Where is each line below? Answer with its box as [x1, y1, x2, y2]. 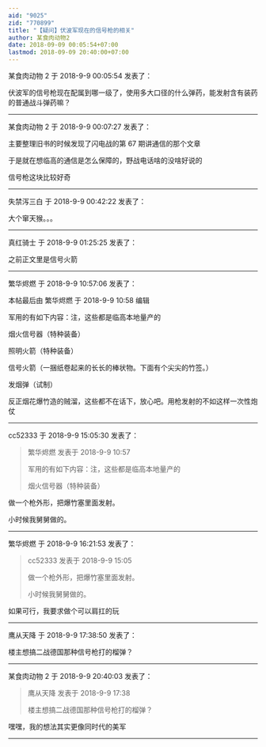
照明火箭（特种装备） [8, 346, 78, 355]
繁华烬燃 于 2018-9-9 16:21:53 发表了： [8, 539, 136, 548]
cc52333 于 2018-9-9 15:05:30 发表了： [8, 430, 139, 440]
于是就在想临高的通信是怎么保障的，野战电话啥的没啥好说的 [8, 156, 203, 165]
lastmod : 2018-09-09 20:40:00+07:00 [8, 48, 129, 56]
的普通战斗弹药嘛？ [8, 98, 71, 107]
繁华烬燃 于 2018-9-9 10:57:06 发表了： [8, 279, 137, 288]
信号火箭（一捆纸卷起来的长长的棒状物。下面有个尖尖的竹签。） [8, 363, 213, 372]
